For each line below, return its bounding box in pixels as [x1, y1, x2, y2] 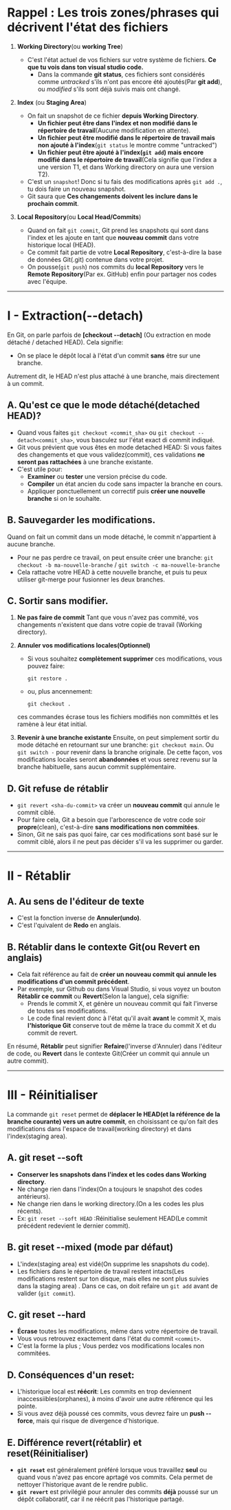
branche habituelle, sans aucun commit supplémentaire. [16, 763, 177, 771]
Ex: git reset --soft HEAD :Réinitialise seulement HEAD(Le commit [16, 1214, 208, 1222]
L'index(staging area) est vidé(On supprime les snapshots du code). [16, 1259, 210, 1268]
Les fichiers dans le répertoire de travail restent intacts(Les [16, 1267, 184, 1275]
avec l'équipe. [27, 277, 67, 285]
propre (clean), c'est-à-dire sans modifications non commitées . [16, 823, 199, 831]
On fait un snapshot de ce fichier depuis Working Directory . [27, 112, 199, 120]
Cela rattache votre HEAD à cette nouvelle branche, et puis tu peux [16, 568, 208, 576]
